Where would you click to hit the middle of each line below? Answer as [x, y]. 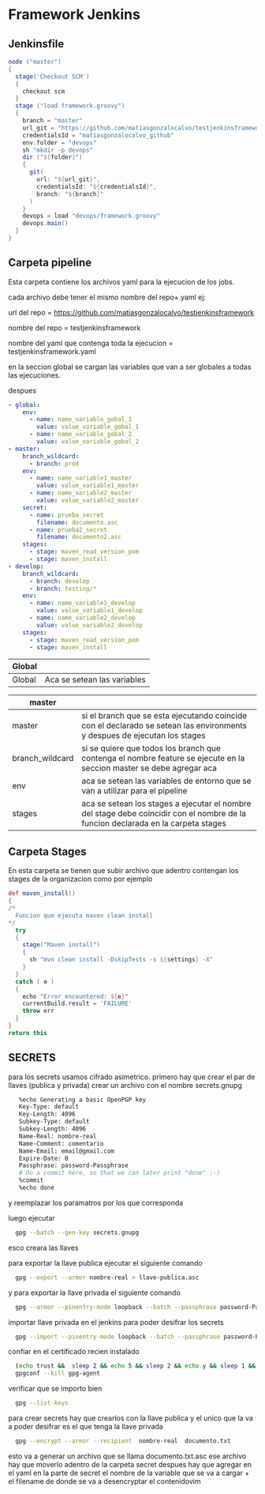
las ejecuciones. [35, 375]
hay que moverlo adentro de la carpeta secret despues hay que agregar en [130, 1464]
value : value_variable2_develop [90, 625]
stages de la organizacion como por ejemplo [80, 879]
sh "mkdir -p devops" [58, 150]
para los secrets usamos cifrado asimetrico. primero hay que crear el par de [132, 1077]
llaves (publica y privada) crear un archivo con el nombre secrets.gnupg [125, 1085]
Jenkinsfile [36, 44]
